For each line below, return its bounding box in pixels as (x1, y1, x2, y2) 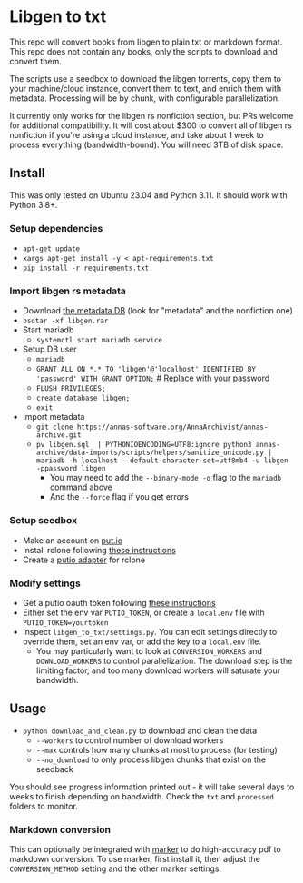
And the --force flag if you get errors (49, 491, 189, 502)
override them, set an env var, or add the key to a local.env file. (22, 636, 261, 647)
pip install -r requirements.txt (22, 263, 150, 273)
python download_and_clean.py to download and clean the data (22, 725, 257, 736)
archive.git (35, 431, 82, 440)
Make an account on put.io (22, 534, 123, 546)
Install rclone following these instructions (22, 544, 177, 555)
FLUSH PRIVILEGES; (35, 384, 106, 393)
